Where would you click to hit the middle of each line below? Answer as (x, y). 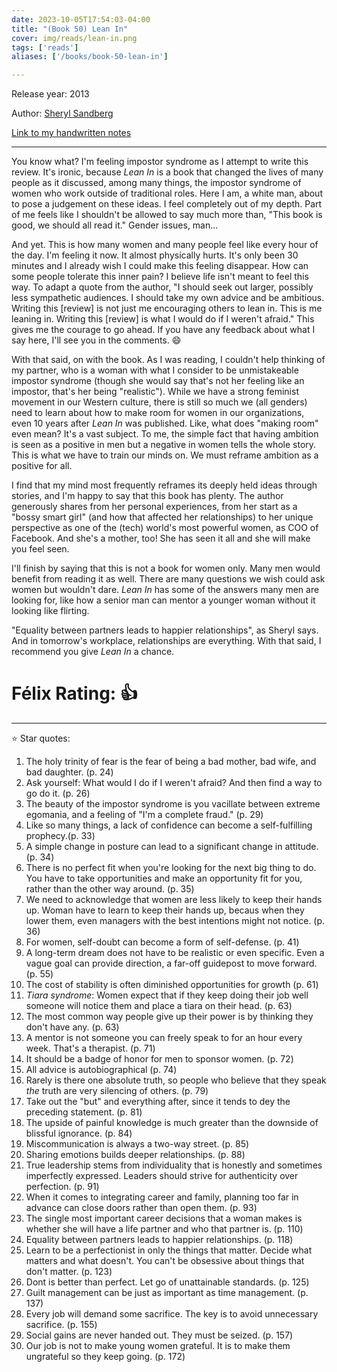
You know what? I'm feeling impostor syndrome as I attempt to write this (160, 162)
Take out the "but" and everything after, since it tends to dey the (158, 1102)
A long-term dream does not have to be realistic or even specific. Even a (175, 953)
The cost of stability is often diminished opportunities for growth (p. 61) (172, 985)
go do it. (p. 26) (58, 793)
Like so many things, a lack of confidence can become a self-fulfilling (169, 825)
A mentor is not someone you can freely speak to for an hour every (164, 1038)
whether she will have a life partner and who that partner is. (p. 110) (164, 1229)
